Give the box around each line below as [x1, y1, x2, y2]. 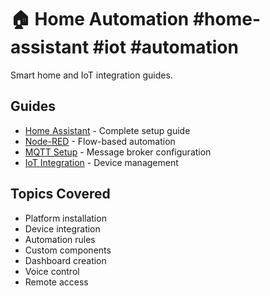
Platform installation [24, 212, 107, 224]
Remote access [24, 276, 89, 288]
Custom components [24, 244, 112, 256]
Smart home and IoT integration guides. [10, 69, 173, 81]
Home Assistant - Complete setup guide [24, 124, 191, 136]
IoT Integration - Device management [24, 156, 179, 168]
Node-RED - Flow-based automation [24, 135, 176, 147]
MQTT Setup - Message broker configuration [24, 146, 212, 158]
